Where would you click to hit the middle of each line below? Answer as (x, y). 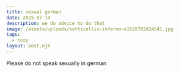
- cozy (20, 40)
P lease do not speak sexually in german (57, 63)
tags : (13, 35)
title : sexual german (34, 12)
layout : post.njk (28, 46)
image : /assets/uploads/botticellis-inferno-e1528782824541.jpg (90, 29)
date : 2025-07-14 (28, 18)
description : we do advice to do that (56, 23)
